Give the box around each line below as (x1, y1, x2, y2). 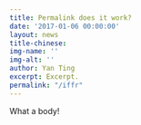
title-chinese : (9, 38, 67, 48)
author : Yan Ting (9, 64, 76, 73)
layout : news (9, 30, 59, 39)
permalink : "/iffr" (9, 81, 84, 90)
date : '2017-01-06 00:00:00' (9, 22, 120, 31)
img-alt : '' (9, 55, 55, 64)
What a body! (9, 105, 60, 116)
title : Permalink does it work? (9, 13, 132, 23)
